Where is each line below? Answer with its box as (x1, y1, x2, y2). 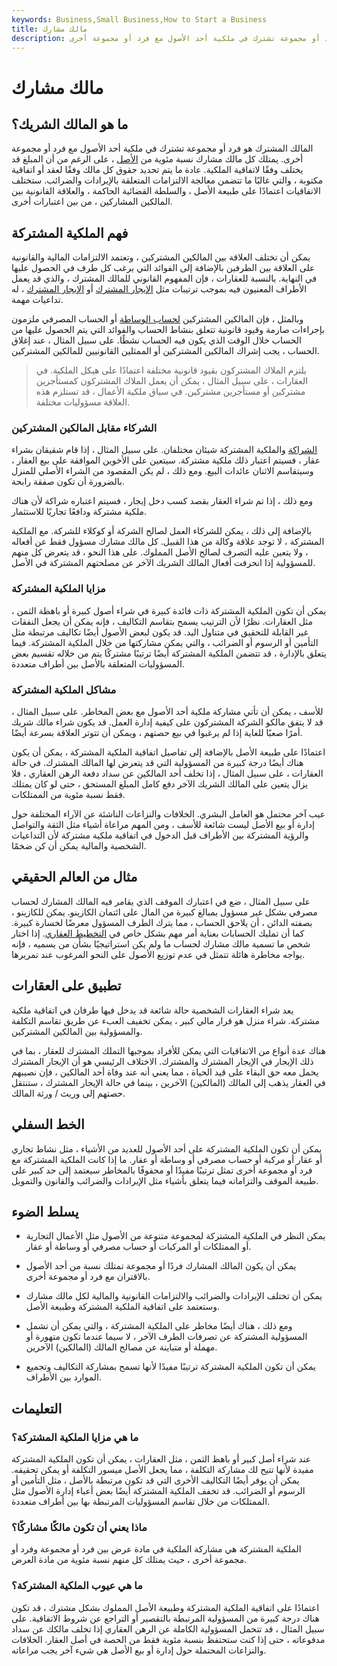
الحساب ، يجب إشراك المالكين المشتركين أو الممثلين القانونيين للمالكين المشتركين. (11, 345, 320, 357)
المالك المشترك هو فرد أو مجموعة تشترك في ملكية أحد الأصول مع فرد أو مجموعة (11, 142, 314, 155)
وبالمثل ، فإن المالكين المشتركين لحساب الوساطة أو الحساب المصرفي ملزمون (11, 313, 304, 325)
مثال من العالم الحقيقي (11, 869, 138, 886)
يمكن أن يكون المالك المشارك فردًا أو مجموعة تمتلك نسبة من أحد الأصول (25, 1260, 297, 1272)
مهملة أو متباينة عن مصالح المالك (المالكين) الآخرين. (25, 1341, 218, 1353)
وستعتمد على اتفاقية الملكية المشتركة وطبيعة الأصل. (25, 1301, 220, 1313)
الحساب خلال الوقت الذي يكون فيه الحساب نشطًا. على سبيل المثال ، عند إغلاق (11, 334, 302, 346)
